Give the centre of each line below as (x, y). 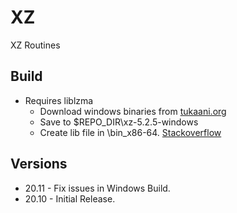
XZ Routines (35, 45)
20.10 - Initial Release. (70, 198)
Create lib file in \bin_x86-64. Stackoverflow (130, 132)
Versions (39, 164)
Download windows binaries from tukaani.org (133, 111)
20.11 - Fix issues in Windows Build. (97, 188)
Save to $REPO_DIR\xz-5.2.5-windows (119, 122)
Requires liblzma (59, 100)
